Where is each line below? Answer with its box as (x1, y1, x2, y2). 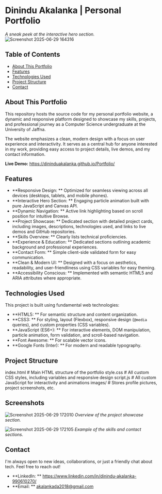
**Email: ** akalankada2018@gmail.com (12, 483, 94, 489)
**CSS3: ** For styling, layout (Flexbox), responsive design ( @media (12, 317, 147, 323)
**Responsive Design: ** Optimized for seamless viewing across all (12, 187, 148, 194)
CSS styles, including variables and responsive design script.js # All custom (5, 375, 157, 380)
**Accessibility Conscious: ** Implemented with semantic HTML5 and (12, 270, 153, 276)
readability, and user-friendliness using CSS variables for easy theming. (12, 265, 156, 271)
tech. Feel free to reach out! (5, 463, 61, 469)
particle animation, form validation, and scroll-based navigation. (12, 332, 140, 338)
